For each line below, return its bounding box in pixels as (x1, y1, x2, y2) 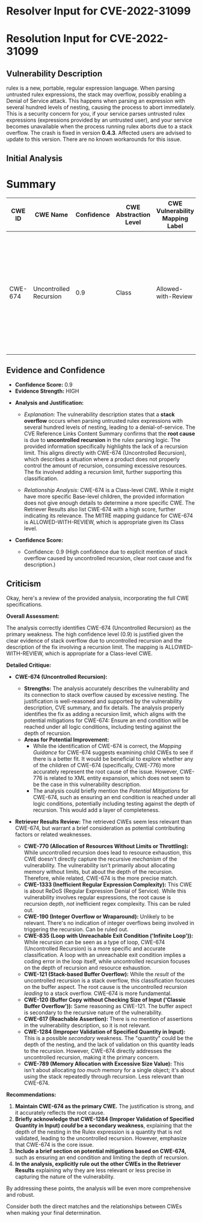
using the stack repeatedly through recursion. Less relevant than (23, 1073, 185, 1080)
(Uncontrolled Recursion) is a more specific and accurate (23, 945, 166, 952)
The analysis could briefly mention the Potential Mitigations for (32, 787, 189, 794)
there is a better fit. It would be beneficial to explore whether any (32, 755, 194, 762)
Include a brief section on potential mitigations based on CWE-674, (14, 1147, 186, 1155)
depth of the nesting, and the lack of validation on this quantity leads (23, 1041, 194, 1049)
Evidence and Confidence (6, 365, 105, 375)
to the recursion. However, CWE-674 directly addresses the (23, 1047, 172, 1055)
